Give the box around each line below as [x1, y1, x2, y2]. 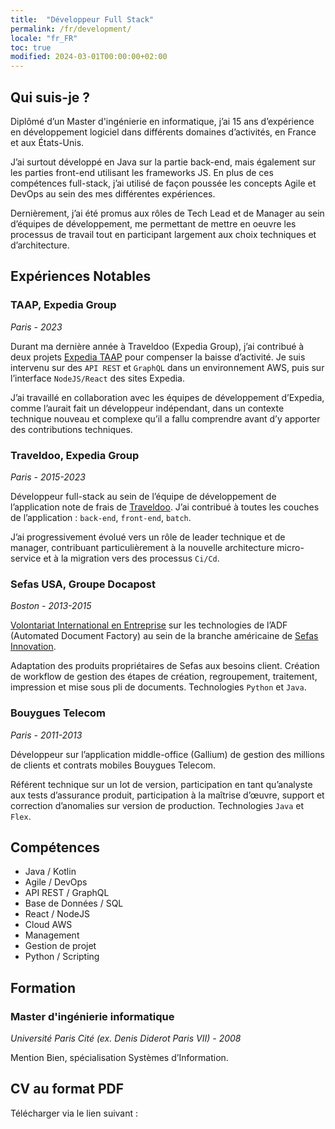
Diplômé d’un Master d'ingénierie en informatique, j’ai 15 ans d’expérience [10, 115, 315, 127]
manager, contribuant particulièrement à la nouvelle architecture [10, 541, 275, 553]
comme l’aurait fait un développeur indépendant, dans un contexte [10, 402, 285, 414]
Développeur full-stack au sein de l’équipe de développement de [10, 490, 277, 502]
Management [24, 929, 80, 941]
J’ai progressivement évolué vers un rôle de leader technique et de [10, 531, 286, 543]
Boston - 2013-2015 [10, 600, 92, 612]
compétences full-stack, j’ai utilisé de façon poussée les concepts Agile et [10, 177, 317, 189]
